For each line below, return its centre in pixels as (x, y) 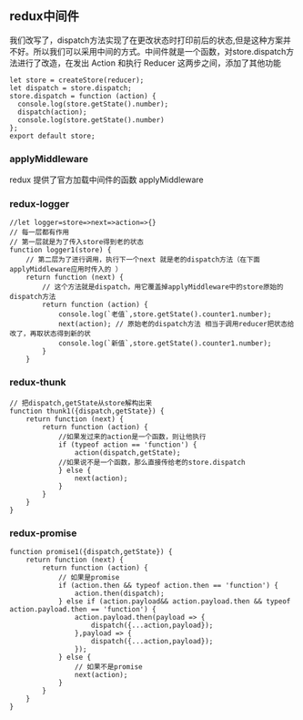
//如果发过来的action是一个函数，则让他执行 (132, 437)
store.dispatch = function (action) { (83, 96)
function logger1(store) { (61, 250)
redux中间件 (45, 16)
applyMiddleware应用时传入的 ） (66, 270)
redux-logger (40, 204)
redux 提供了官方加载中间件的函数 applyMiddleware (106, 180)
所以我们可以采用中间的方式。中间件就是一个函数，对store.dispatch (160, 51)
